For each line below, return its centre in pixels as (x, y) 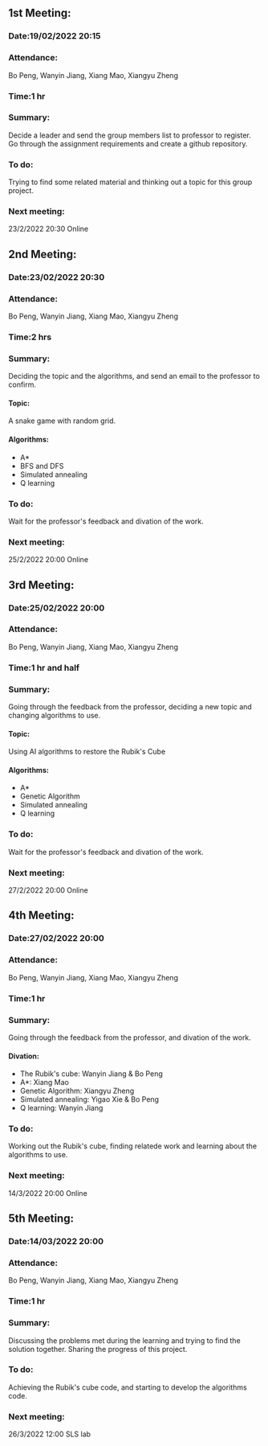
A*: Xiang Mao (45, 1082)
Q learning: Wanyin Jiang (61, 1108)
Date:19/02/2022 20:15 (55, 36)
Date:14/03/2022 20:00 (56, 1242)
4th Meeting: (41, 916)
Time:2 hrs (30, 337)
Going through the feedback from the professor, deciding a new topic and (130, 707)
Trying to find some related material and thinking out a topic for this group (130, 182)
